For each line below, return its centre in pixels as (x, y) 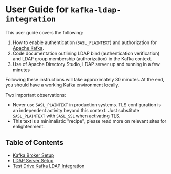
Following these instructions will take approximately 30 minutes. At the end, (85, 79)
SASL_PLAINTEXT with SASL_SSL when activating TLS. (67, 116)
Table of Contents (35, 143)
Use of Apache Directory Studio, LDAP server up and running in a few (86, 64)
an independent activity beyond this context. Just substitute (76, 110)
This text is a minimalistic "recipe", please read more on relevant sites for (90, 121)
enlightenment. (29, 126)
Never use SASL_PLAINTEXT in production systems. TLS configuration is (87, 105)
